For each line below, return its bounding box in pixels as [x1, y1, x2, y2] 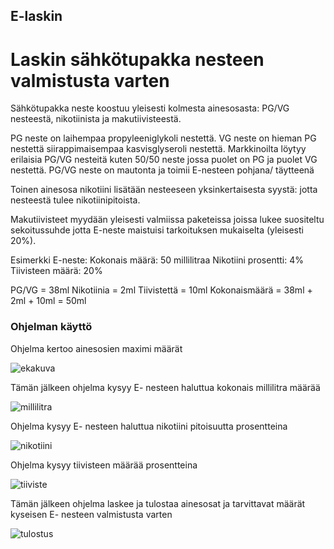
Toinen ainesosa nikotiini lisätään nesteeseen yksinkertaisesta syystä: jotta [10, 184, 318, 196]
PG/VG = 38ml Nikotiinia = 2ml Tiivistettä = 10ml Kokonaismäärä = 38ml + [10, 284, 313, 296]
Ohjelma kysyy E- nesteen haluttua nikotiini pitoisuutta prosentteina [10, 420, 288, 432]
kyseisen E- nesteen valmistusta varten [10, 508, 173, 520]
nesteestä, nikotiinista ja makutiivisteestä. [10, 113, 182, 125]
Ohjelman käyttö [10, 320, 93, 334]
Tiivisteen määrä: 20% [10, 265, 103, 277]
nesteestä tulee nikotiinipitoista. [10, 194, 141, 206]
